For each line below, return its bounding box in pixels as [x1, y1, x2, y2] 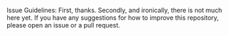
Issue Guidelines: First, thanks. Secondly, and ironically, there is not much [6, 6, 223, 14]
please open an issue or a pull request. [6, 21, 120, 29]
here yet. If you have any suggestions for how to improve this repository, [6, 13, 219, 22]
